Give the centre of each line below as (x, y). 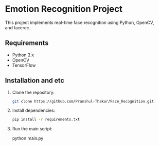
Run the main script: (32, 129)
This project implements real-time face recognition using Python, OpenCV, (79, 22)
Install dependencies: (34, 110)
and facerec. (18, 27)
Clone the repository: (33, 92)
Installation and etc (35, 81)
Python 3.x (23, 55)
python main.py (28, 138)
